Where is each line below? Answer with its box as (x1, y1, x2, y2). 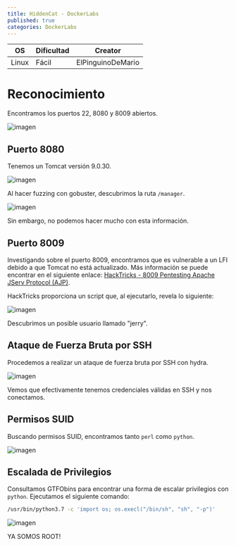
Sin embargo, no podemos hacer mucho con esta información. (7, 216, 189, 225)
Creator (94, 46, 121, 56)
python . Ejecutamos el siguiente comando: (7, 492, 130, 501)
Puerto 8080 (7, 143, 65, 155)
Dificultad (35, 46, 70, 56)
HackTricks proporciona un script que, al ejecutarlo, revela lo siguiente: (7, 292, 214, 300)
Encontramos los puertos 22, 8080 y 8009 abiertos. (7, 109, 159, 118)
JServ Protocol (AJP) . (7, 278, 70, 286)
